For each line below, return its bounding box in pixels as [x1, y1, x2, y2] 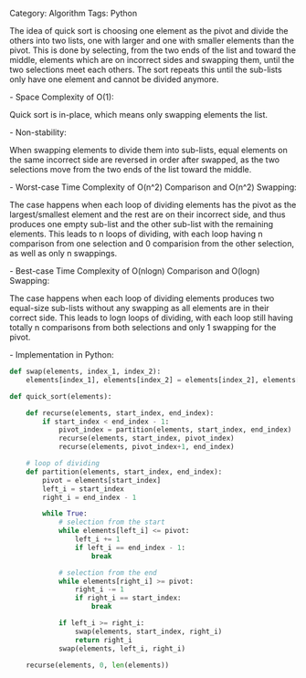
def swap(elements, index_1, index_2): [9, 367, 162, 376]
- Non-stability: [9, 127, 67, 138]
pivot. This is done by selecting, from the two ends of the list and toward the [9, 45, 297, 56]
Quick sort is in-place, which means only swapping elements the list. [9, 110, 268, 120]
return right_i [74, 635, 132, 644]
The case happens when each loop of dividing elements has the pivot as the [9, 200, 297, 210]
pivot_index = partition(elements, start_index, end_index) [58, 425, 292, 434]
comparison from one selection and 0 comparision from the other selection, [9, 238, 295, 249]
